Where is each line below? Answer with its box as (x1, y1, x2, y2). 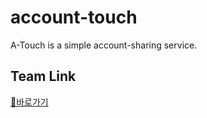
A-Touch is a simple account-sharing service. (10, 39, 198, 51)
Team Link (10, 68, 77, 85)
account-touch (10, 6, 138, 29)
